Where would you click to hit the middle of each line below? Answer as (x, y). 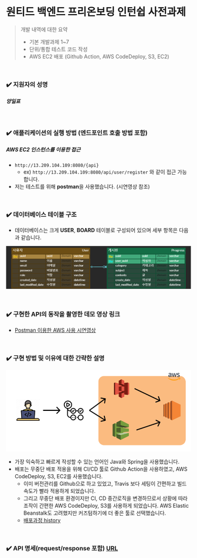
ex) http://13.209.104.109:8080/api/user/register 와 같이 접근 (100, 172)
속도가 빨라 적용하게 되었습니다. (59, 491)
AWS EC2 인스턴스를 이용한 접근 (43, 149)
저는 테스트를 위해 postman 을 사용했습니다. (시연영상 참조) (82, 186)
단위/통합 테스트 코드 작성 (58, 49)
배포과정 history (42, 520)
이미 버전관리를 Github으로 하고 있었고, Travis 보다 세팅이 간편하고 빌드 (105, 484)
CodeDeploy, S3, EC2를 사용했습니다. (59, 476)
